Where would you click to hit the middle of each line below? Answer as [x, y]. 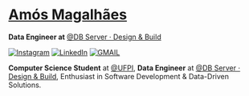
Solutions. [25, 85]
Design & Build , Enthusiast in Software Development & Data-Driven [118, 76]
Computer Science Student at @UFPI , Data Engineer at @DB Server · [124, 68]
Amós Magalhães [67, 15]
